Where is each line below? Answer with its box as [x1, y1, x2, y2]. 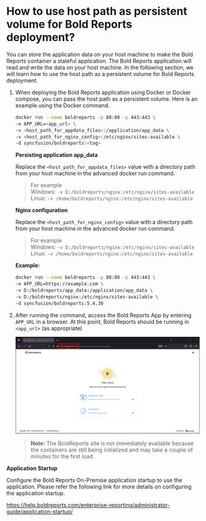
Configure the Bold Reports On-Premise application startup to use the [6, 477, 183, 484]
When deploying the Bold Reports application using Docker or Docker [15, 88, 191, 96]
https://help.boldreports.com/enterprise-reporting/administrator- [6, 501, 170, 509]
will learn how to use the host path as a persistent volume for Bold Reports [6, 70, 194, 77]
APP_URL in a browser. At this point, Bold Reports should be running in [15, 318, 189, 325]
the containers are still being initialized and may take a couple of [30, 446, 193, 453]
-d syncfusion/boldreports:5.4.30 [15, 300, 104, 306]
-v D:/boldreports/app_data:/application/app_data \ [15, 287, 153, 294]
